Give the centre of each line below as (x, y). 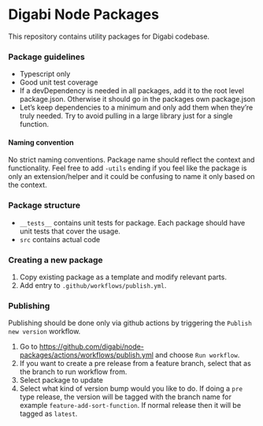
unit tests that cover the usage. (70, 231)
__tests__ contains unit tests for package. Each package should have (132, 222)
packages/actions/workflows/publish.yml (86, 355)
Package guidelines (46, 57)
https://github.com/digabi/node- (91, 347)
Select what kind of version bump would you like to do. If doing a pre (131, 389)
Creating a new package (56, 260)
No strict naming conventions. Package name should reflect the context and (131, 160)
